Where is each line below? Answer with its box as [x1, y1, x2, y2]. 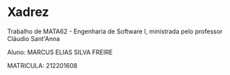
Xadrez [7, 4, 49, 20]
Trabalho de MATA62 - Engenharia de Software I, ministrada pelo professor [7, 27, 223, 35]
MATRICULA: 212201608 [7, 61, 78, 69]
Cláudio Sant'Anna [7, 34, 60, 42]
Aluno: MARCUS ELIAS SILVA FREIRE [7, 48, 113, 56]
